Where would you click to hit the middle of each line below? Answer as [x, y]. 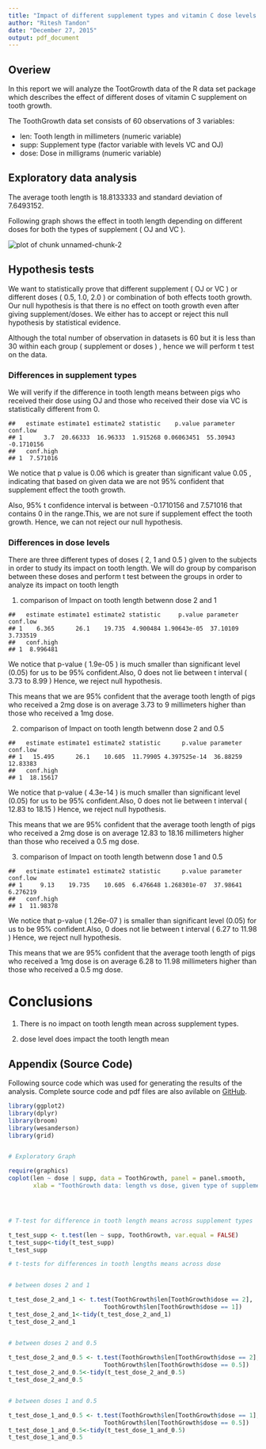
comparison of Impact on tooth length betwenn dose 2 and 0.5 [122, 729]
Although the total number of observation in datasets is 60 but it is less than [132, 337]
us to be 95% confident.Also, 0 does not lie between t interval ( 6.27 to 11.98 [133, 929]
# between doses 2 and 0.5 [53, 1343]
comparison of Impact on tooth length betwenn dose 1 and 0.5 [121, 857]
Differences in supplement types [72, 375]
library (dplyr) [33, 1113]
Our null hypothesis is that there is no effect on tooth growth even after [124, 305]
